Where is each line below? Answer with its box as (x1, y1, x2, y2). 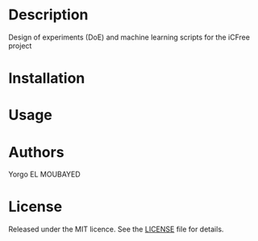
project (8, 40, 32, 50)
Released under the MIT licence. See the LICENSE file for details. (8, 224, 224, 235)
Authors (8, 143, 64, 161)
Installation (8, 69, 85, 88)
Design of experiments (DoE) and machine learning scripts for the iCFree (8, 32, 250, 42)
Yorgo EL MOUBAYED (8, 169, 81, 179)
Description (8, 6, 89, 24)
